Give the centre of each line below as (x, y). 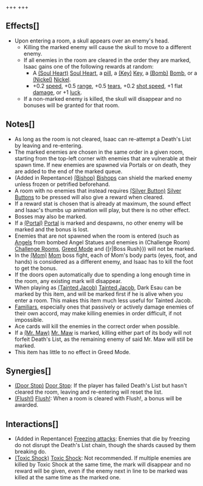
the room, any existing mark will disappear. (68, 281)
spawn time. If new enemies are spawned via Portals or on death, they (102, 165)
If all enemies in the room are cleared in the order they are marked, (107, 60)
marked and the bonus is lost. (52, 229)
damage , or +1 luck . (57, 92)
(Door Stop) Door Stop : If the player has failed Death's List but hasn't (101, 386)
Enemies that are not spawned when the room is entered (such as (97, 236)
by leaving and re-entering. (49, 145)
